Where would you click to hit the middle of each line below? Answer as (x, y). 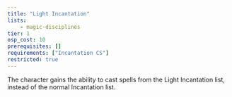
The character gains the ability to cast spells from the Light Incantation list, (116, 79)
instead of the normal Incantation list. (62, 87)
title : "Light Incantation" (49, 14)
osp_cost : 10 (27, 40)
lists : (17, 20)
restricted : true (33, 60)
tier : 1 (19, 33)
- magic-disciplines (50, 27)
